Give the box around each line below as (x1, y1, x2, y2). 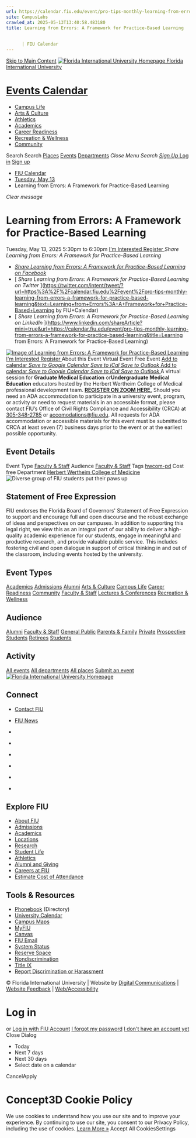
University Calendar (14, 912, 62, 919)
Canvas (14, 931, 33, 938)
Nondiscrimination (14, 955, 59, 962)
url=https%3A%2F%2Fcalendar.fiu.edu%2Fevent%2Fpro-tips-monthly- (14, 288, 188, 295)
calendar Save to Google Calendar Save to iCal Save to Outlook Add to (6, 361, 177, 369)
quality (6, 532, 23, 539)
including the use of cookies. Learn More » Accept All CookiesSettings (6, 1125, 176, 1132)
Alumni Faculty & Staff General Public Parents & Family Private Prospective (6, 628, 185, 635)
